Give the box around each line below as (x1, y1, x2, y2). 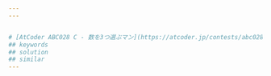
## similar (8, 55, 45, 64)
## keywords (8, 41, 48, 49)
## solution (8, 48, 48, 56)
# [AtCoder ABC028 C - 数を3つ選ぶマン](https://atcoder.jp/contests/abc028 (8, 33, 264, 41)
